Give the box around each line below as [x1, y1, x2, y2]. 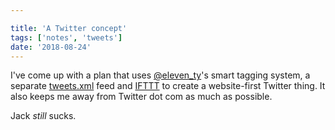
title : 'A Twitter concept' [10, 23, 128, 33]
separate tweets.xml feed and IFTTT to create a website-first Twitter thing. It [10, 80, 326, 92]
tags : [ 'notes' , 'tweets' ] [10, 32, 123, 43]
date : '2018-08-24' [10, 42, 92, 52]
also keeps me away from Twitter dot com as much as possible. [10, 91, 273, 103]
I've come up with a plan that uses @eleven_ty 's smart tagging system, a [10, 69, 311, 81]
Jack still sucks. [10, 110, 77, 122]
